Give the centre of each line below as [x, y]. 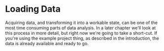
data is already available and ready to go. [47, 43]
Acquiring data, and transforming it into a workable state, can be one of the [82, 23]
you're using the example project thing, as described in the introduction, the [82, 38]
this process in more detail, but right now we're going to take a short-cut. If [81, 33]
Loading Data [33, 9]
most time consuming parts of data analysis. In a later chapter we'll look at [81, 27]
